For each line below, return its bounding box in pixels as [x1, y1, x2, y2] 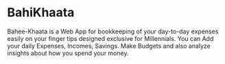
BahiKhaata [7, 5, 75, 20]
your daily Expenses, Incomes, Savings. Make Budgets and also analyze [7, 42, 211, 50]
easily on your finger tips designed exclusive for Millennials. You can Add [7, 34, 214, 42]
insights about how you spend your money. [7, 49, 129, 57]
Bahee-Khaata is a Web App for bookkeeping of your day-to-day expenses [7, 27, 219, 35]
